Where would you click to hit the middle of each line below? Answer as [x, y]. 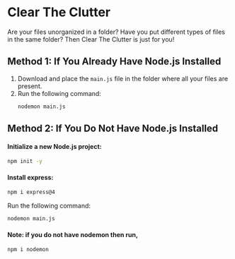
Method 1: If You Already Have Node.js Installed [114, 62]
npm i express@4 [31, 192]
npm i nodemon [28, 250]
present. [30, 86]
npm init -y [25, 162]
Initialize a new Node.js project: [55, 146]
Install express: [30, 177]
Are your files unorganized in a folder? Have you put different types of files [116, 32]
